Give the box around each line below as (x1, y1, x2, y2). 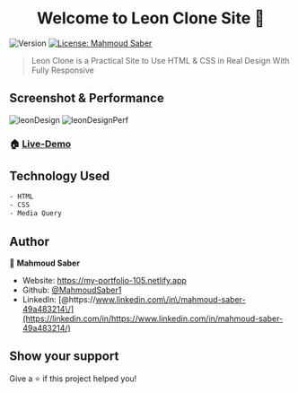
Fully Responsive (31, 65, 94, 75)
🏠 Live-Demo (9, 137, 72, 150)
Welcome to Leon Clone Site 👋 (37, 8, 265, 29)
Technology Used (9, 169, 110, 184)
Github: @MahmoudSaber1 (22, 284, 122, 295)
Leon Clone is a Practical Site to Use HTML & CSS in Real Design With (31, 55, 290, 65)
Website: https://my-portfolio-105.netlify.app (22, 275, 187, 285)
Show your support (9, 349, 119, 364)
